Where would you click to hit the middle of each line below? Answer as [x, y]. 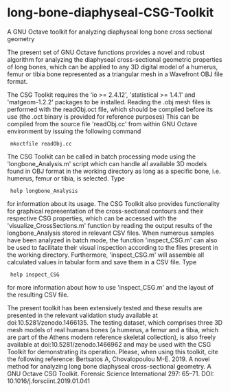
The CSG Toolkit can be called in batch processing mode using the [102, 157]
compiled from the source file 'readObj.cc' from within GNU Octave [102, 124]
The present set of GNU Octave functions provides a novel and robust [106, 52]
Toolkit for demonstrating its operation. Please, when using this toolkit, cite [113, 351]
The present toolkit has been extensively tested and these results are [105, 308]
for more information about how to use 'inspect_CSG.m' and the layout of [111, 287]
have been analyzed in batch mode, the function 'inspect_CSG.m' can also [112, 240]
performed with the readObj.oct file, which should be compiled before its [110, 109]
